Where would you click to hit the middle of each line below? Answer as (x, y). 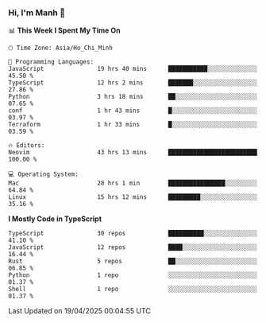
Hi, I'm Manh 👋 (37, 13)
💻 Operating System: (44, 174)
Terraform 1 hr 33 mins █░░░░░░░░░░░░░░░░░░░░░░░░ (133, 125)
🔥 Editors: (27, 146)
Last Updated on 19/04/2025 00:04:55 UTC (79, 311)
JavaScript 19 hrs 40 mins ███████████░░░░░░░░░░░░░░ (133, 69)
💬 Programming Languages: (51, 62)
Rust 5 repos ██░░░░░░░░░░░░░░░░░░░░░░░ (133, 262)
